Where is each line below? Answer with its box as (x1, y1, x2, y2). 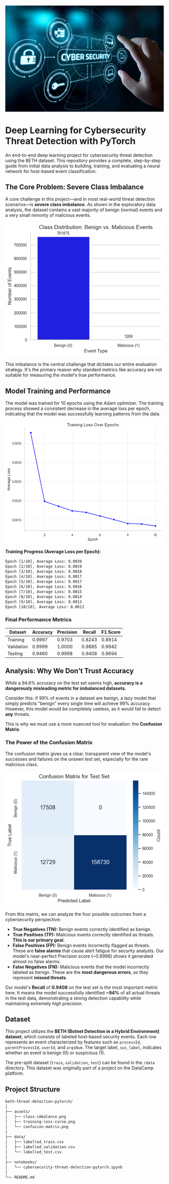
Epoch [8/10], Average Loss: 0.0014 (5, 594, 82, 599)
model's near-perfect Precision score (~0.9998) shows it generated (12, 953, 153, 959)
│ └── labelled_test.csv (5, 1150, 62, 1155)
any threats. (5, 711, 30, 718)
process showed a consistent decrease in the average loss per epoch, (5, 405, 151, 411)
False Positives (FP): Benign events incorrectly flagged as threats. (12, 942, 150, 948)
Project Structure (5, 1085, 60, 1094)
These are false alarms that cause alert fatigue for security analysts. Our (12, 948, 164, 954)
